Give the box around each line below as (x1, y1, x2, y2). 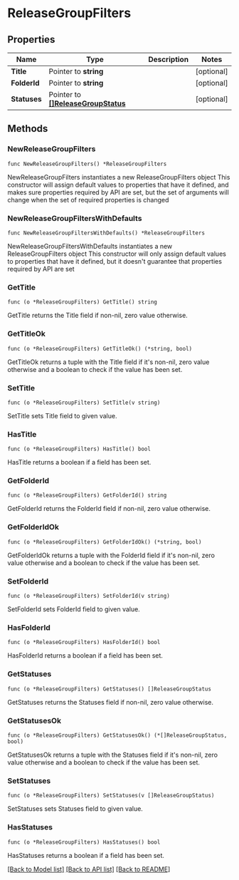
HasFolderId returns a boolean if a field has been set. (7, 651, 164, 660)
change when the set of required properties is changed (7, 195, 169, 204)
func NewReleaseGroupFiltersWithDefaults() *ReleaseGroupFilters (7, 229, 205, 237)
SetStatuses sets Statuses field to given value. (7, 804, 144, 813)
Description (148, 55, 189, 64)
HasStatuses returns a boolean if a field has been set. (7, 851, 165, 859)
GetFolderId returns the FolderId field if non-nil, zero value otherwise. (7, 504, 211, 513)
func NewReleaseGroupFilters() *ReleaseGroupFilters (7, 160, 167, 167)
